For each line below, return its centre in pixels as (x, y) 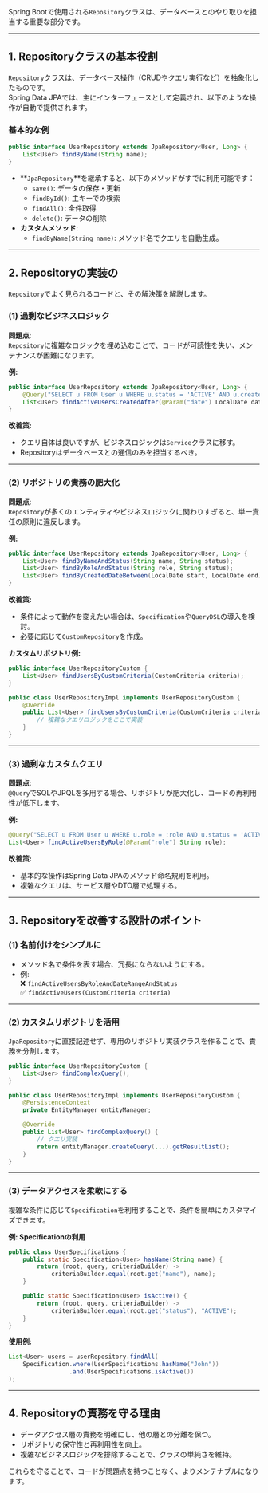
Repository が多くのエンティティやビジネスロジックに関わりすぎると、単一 (130, 511)
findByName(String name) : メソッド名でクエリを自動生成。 (127, 238)
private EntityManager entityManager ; (87, 1110)
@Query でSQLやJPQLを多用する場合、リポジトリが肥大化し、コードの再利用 (133, 793)
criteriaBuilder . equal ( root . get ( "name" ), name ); (133, 1274)
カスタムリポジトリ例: (45, 653)
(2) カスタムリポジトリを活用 (64, 1022)
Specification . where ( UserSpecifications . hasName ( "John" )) (121, 1365)
